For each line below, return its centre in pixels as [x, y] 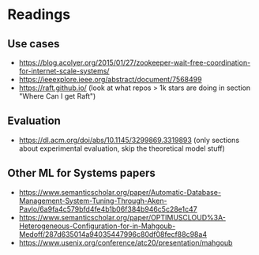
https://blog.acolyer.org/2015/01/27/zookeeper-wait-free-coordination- [135, 62]
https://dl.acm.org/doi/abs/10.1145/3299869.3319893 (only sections [129, 140]
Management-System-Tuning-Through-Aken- [93, 201]
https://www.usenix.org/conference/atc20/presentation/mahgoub [126, 242]
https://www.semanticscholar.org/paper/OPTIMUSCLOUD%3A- [122, 217]
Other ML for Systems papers [81, 173]
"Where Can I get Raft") [57, 96]
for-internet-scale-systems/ [64, 71]
